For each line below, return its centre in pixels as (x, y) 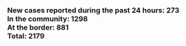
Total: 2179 (26, 36)
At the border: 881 (38, 27)
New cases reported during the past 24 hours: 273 (93, 10)
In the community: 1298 (48, 19)
